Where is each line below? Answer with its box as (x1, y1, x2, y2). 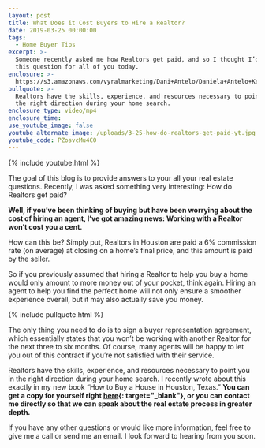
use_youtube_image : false (8, 121, 93, 129)
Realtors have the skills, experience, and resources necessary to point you (8, 365, 250, 375)
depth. (8, 407, 31, 416)
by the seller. (8, 254, 50, 263)
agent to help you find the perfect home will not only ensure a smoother (8, 286, 242, 296)
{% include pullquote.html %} (8, 309, 104, 319)
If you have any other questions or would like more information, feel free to (8, 423, 251, 432)
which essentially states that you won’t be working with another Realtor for (8, 333, 251, 343)
